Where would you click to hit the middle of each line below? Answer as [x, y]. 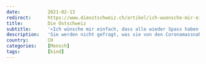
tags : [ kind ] [35, 52]
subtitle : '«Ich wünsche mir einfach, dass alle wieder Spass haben [103, 29]
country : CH [30, 40]
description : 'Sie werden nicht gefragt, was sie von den [85, 35]
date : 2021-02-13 [41, 12]
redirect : [19, 18]
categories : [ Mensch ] [38, 46]
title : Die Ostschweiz [46, 23]
